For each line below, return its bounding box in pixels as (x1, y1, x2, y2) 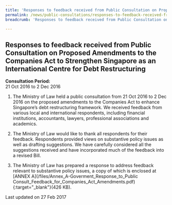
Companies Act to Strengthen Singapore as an (5, 56, 156, 65)
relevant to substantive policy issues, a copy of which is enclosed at (12, 168, 157, 174)
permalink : (5, 12, 29, 17)
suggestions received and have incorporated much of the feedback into (12, 147, 164, 153)
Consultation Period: (5, 78, 51, 85)
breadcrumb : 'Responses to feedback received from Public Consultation (5, 17, 161, 22)
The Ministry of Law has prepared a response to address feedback (12, 162, 154, 169)
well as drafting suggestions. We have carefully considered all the (12, 141, 152, 148)
